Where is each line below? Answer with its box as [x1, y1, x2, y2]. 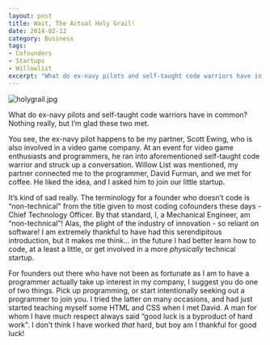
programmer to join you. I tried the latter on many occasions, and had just [8, 294, 253, 304]
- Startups [8, 57, 45, 65]
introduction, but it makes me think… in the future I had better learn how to [8, 235, 256, 245]
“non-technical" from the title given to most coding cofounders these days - [8, 201, 261, 211]
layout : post [8, 11, 53, 20]
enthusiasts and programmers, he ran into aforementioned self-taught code [8, 151, 260, 161]
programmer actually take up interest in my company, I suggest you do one [8, 276, 259, 287]
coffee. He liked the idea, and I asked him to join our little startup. [8, 177, 226, 187]
